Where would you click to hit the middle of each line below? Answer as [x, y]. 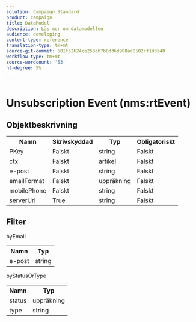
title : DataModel [28, 23]
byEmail [16, 237]
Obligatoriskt [156, 142]
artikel [108, 161]
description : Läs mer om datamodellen [55, 29]
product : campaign [29, 17]
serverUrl [23, 200]
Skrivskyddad [72, 142]
